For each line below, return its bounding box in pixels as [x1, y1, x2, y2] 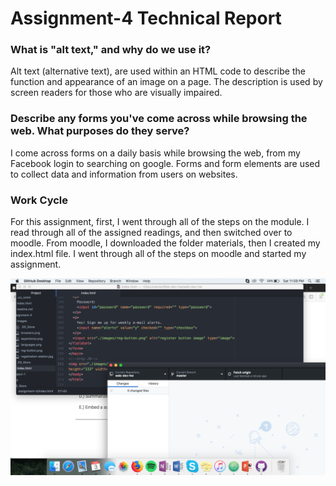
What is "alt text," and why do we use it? [10, 43, 212, 57]
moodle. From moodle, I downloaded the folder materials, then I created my [10, 237, 321, 249]
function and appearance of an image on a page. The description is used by [10, 76, 323, 88]
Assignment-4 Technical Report [10, 7, 282, 30]
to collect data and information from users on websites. [10, 168, 238, 180]
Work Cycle [10, 193, 69, 207]
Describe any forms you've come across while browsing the [10, 112, 308, 126]
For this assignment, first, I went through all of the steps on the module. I [10, 216, 310, 228]
